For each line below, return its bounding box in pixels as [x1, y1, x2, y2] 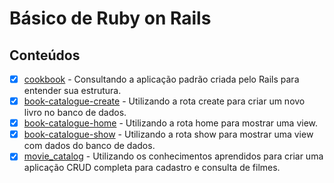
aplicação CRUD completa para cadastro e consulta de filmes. [23, 162, 281, 174]
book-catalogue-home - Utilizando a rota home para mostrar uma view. [23, 117, 319, 129]
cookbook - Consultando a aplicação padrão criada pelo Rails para [23, 73, 300, 85]
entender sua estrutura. [23, 85, 122, 97]
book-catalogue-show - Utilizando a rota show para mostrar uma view [23, 128, 314, 141]
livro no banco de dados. [23, 107, 127, 119]
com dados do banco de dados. [23, 140, 156, 152]
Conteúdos [9, 47, 81, 64]
